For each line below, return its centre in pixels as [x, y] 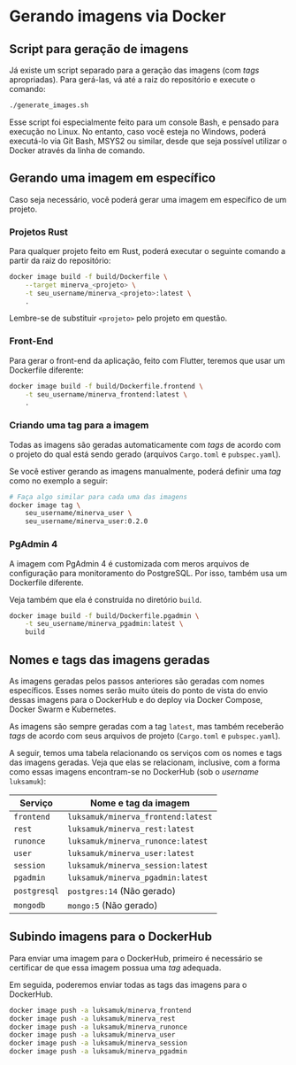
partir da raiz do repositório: [60, 260]
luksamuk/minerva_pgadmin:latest [138, 877]
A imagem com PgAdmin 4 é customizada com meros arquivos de [129, 563]
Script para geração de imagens [99, 49]
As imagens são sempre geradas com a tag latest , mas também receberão [147, 726]
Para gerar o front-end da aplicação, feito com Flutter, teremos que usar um [147, 360]
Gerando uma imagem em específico [113, 178]
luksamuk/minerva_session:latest [138, 865]
